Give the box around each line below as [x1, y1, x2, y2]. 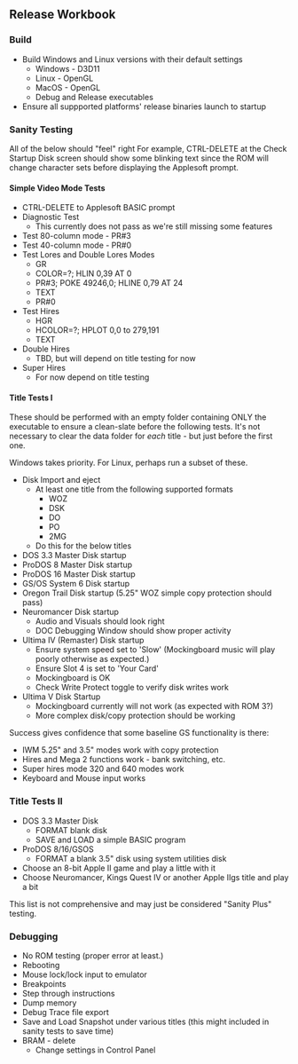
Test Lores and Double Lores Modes [21, 249, 155, 260]
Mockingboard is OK [35, 673, 111, 683]
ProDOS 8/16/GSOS [21, 843, 95, 855]
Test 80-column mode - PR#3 [21, 231, 131, 241]
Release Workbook [9, 7, 116, 22]
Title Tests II [9, 795, 64, 808]
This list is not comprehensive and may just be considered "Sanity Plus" [9, 898, 272, 909]
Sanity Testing [9, 123, 74, 136]
